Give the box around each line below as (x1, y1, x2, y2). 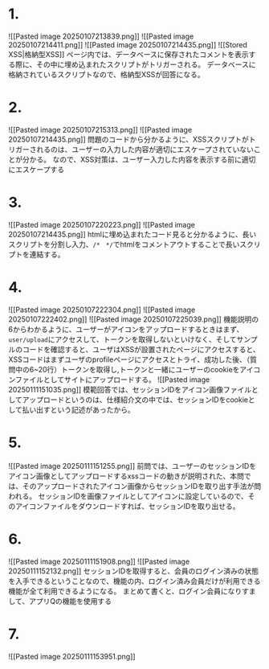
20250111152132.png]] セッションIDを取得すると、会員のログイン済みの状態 (8, 566, 259, 576)
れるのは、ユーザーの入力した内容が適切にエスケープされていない (35, 144, 255, 154)
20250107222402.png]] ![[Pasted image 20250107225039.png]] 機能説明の (8, 314, 259, 324)
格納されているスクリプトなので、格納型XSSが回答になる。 (8, 69, 205, 79)
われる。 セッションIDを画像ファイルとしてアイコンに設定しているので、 (8, 491, 248, 501)
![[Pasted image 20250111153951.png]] (8, 651, 136, 661)
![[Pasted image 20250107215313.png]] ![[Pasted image (8, 125, 193, 134)
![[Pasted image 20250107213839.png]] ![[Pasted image (8, 31, 194, 41)
